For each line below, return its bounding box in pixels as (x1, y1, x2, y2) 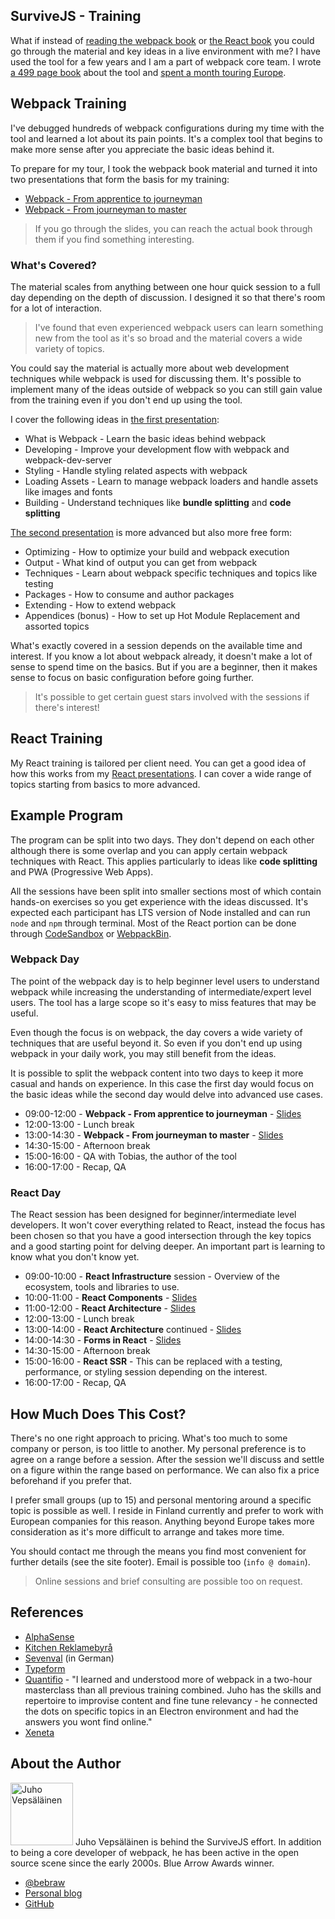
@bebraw (24, 1876, 66, 1888)
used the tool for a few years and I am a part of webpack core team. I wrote (10, 55, 322, 68)
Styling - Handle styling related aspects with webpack (24, 464, 248, 476)
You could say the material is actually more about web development (10, 362, 290, 374)
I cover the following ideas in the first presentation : (10, 413, 220, 425)
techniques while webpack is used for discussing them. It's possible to (10, 372, 302, 384)
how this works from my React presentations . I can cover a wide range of (10, 767, 312, 779)
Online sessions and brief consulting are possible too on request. (34, 1575, 303, 1587)
